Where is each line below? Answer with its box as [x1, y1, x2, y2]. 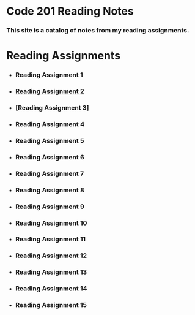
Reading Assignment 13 [15, 268, 87, 276]
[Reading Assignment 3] [15, 104, 89, 112]
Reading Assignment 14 [15, 284, 87, 293]
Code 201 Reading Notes [6, 4, 134, 18]
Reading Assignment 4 [15, 120, 84, 128]
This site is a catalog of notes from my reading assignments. [6, 26, 189, 35]
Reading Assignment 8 [15, 186, 84, 194]
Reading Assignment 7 [15, 169, 84, 178]
